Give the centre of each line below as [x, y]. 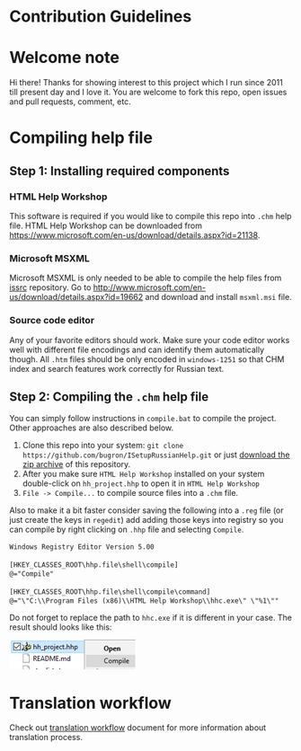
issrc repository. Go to [50, 287]
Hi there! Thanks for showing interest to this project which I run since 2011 [146, 83]
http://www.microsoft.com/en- [150, 287]
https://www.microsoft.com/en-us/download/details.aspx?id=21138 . [135, 235]
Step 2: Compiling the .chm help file [109, 397]
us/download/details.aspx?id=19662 [76, 297]
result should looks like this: [61, 627]
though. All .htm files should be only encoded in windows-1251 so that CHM [147, 359]
